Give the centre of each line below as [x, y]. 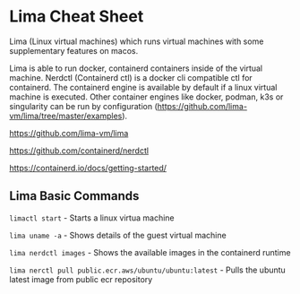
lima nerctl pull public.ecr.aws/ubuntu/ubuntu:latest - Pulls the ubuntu [148, 270]
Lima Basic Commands [74, 196]
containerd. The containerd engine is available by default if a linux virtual [143, 87]
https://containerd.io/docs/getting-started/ [88, 168]
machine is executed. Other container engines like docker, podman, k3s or [146, 97]
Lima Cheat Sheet [77, 17]
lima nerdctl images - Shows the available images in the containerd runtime [150, 252]
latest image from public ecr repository [81, 279]
